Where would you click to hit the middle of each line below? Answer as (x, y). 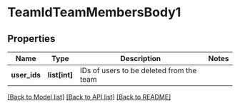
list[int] (60, 75)
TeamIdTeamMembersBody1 (94, 12)
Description (141, 59)
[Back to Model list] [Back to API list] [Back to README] (89, 97)
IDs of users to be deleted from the (138, 70)
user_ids (26, 75)
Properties (31, 39)
